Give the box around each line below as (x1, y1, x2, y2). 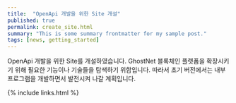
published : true (7, 17, 55, 24)
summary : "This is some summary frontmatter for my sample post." (7, 30, 207, 37)
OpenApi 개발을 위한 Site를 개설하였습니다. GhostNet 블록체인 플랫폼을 (7, 57, 205, 66)
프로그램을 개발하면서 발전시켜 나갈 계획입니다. (7, 75, 136, 83)
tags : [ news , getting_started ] (7, 37, 100, 44)
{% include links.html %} (7, 89, 79, 97)
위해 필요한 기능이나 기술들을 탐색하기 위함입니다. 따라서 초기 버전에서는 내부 (14, 66, 226, 74)
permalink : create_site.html (7, 23, 93, 30)
